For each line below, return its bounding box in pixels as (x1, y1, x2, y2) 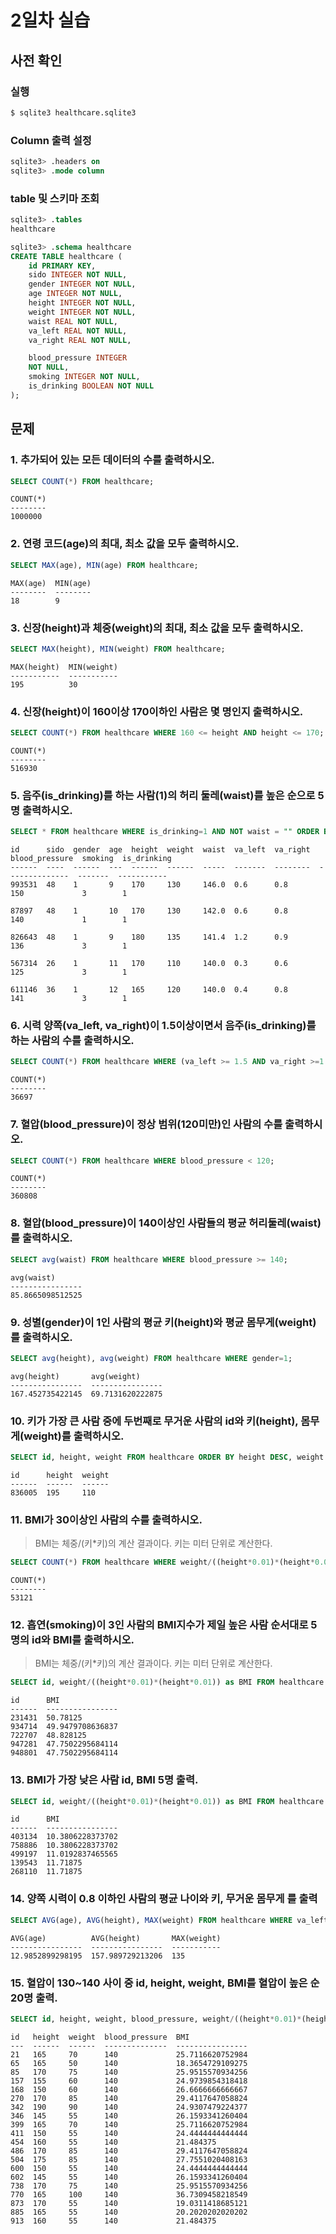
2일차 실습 (10, 9, 91, 32)
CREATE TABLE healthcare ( (10, 251, 123, 261)
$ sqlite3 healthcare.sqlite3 (10, 107, 137, 118)
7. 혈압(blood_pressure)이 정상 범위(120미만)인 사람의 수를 (10, 1117, 283, 1131)
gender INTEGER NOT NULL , (28, 279, 137, 290)
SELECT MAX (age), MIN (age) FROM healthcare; (10, 560, 199, 570)
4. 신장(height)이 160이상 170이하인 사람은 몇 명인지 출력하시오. (10, 704, 304, 718)
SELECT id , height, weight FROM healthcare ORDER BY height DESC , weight (10, 1452, 325, 1463)
